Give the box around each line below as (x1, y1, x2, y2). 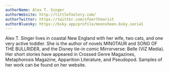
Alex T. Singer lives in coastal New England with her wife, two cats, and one (5, 35, 163, 41)
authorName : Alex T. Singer (5, 7, 65, 13)
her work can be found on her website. (5, 62, 87, 68)
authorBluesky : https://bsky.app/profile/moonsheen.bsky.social (5, 21, 144, 27)
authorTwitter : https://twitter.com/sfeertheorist (5, 17, 114, 22)
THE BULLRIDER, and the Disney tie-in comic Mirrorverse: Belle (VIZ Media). (5, 46, 164, 52)
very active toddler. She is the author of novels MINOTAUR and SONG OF (5, 41, 158, 47)
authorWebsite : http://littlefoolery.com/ (5, 12, 96, 17)
